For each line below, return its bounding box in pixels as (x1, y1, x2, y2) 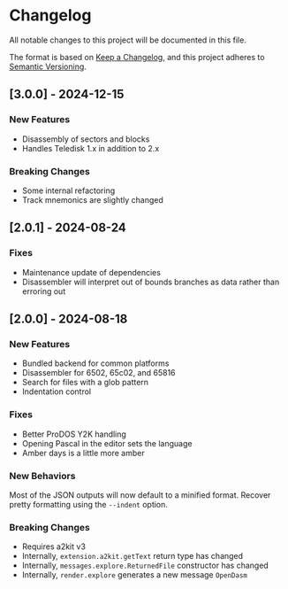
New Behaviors (9, 469, 76, 482)
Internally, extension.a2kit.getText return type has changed (21, 551, 244, 562)
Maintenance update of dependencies (21, 267, 162, 277)
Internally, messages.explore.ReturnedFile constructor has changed (21, 560, 269, 571)
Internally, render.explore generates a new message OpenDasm (21, 570, 247, 580)
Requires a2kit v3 (21, 541, 87, 552)
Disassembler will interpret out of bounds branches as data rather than (21, 276, 280, 287)
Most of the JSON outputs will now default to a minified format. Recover (9, 489, 271, 500)
